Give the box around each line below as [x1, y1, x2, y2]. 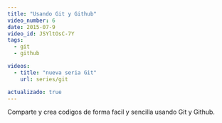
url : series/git [20, 76, 69, 83]
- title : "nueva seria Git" [14, 69, 97, 76]
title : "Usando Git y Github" [7, 10, 97, 18]
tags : [7, 37, 23, 44]
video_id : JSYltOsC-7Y [7, 30, 75, 37]
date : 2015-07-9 [7, 23, 55, 30]
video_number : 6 [7, 17, 55, 24]
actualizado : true [7, 88, 62, 95]
